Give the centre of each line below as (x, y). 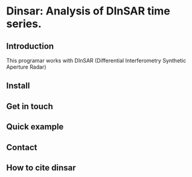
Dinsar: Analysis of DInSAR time (88, 11)
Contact (22, 147)
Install (18, 86)
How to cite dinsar (41, 168)
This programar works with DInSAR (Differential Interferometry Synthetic (96, 61)
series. (24, 24)
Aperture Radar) (26, 67)
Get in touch (30, 106)
